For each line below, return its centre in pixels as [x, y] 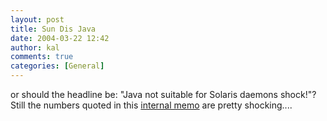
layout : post [37, 19]
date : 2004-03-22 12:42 [60, 38]
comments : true [42, 57]
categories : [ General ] [57, 66]
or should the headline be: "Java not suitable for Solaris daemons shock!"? [163, 94]
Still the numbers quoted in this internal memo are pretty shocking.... [151, 105]
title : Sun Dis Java [53, 29]
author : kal [35, 47]
